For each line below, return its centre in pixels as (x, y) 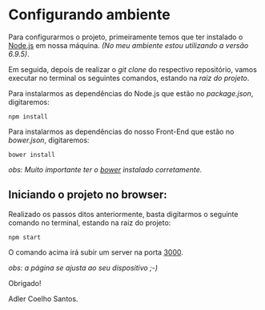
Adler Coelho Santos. (43, 299)
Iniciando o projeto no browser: (88, 195)
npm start (25, 237)
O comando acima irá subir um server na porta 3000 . (96, 252)
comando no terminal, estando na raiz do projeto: (90, 223)
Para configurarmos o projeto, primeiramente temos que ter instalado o (126, 37)
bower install (32, 155)
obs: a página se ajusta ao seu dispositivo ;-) (83, 268)
